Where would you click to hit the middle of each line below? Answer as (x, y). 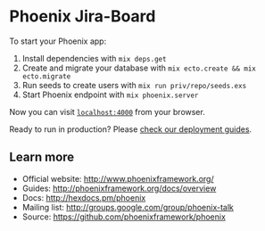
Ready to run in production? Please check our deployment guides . (131, 129)
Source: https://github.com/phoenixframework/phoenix (124, 217)
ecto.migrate (46, 76)
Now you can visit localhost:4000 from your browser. (107, 111)
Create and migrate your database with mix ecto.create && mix (139, 68)
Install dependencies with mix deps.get (94, 58)
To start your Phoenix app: (58, 41)
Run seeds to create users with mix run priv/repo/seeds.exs (134, 85)
